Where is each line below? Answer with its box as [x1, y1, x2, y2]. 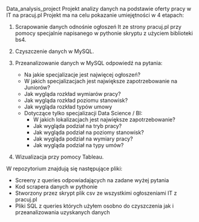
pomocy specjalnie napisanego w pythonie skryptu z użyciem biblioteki [15, 30, 194, 37]
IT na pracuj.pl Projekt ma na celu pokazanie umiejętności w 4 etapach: [6, 11, 184, 19]
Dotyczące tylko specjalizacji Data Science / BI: [24, 110, 143, 116]
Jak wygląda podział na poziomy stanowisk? [33, 129, 144, 136]
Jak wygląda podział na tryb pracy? [33, 122, 122, 129]
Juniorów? [24, 84, 50, 91]
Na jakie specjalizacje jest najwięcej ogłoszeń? [24, 71, 141, 78]
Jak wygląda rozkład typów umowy [24, 103, 113, 110]
